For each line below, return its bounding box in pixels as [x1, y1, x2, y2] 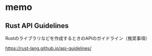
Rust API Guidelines [5, 21, 69, 30]
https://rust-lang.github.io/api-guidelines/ [5, 45, 92, 51]
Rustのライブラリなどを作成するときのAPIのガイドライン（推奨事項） [5, 35, 150, 41]
